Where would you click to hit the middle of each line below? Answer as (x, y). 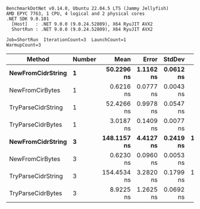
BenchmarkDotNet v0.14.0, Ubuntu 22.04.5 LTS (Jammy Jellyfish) (87, 8)
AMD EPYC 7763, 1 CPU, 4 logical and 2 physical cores (76, 14)
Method (38, 59)
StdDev (174, 59)
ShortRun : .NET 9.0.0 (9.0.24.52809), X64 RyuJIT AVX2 (82, 29)
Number (84, 59)
